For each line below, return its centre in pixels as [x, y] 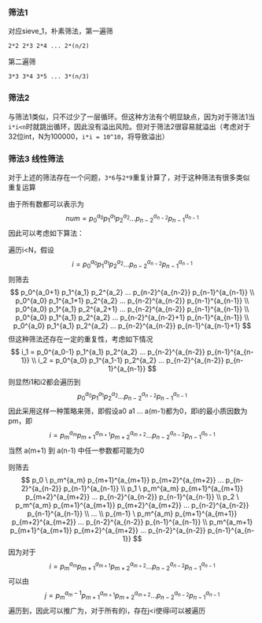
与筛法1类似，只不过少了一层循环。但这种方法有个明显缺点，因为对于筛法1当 [132, 117]
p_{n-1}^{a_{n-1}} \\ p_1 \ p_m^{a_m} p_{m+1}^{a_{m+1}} [153, 488]
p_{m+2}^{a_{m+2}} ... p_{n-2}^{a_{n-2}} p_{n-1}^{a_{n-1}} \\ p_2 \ [132, 496]
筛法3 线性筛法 [36, 159]
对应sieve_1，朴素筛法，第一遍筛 [61, 31]
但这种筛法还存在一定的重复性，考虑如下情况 [81, 339]
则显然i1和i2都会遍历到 [44, 382]
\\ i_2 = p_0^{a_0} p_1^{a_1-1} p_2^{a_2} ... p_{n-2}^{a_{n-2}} [127, 360]
